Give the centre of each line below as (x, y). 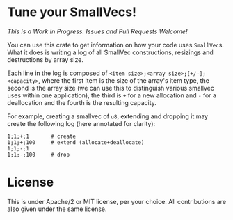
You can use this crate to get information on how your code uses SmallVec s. (116, 45)
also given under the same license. (57, 209)
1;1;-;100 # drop (39, 155)
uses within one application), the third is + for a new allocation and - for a (112, 95)
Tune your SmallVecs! (72, 12)
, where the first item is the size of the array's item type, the (124, 80)
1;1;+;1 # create (42, 136)
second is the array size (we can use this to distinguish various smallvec (111, 88)
